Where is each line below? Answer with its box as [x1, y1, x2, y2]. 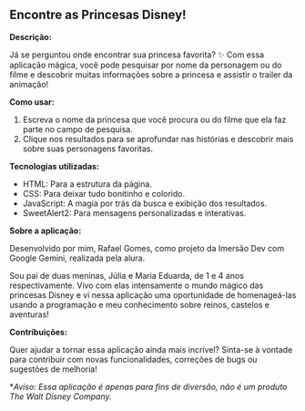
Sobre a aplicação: [9, 225, 82, 236]
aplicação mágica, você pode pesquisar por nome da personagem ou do [9, 59, 282, 70]
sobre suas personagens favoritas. [22, 143, 153, 154]
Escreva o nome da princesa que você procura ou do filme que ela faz [22, 114, 287, 125]
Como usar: [9, 96, 55, 108]
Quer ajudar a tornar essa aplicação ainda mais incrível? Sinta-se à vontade [9, 344, 293, 354]
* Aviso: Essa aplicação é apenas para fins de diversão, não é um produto [9, 381, 288, 392]
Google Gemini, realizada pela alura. [9, 252, 146, 263]
